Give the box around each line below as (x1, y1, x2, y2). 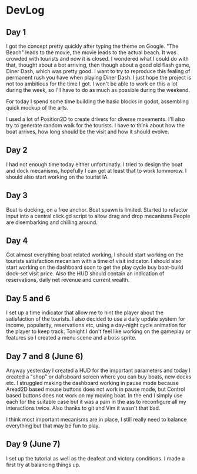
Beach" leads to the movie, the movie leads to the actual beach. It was (6, 49, 176, 56)
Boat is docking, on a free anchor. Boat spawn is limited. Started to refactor (6, 206, 188, 213)
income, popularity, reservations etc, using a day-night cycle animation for (6, 322, 186, 329)
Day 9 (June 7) (6, 439, 61, 449)
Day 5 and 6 (6, 293, 51, 304)
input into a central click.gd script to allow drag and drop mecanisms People (6, 212, 191, 219)
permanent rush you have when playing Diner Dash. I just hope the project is (6, 74, 192, 81)
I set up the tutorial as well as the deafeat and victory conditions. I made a (6, 455, 185, 462)
